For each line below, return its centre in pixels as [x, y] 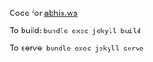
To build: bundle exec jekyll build [76, 30]
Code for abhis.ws [44, 13]
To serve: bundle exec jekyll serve [76, 48]
